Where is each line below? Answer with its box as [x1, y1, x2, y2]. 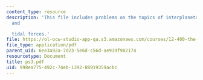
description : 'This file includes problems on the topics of [6, 14, 164, 20]
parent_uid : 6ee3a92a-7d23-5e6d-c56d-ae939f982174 [6, 48, 137, 54]
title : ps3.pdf [6, 58, 45, 65]
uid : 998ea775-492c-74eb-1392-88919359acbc [6, 64, 118, 70]
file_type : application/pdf [6, 42, 77, 48]
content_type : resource [6, 8, 66, 15]
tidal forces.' [11, 31, 50, 37]
